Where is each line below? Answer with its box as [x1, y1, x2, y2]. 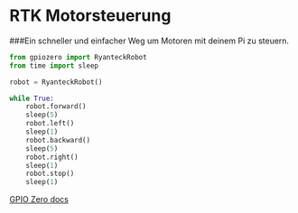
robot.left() [25, 119, 75, 128]
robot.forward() [25, 102, 88, 111]
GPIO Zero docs [9, 194, 70, 205]
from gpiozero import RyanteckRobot [9, 52, 147, 61]
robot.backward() [25, 135, 91, 144]
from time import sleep [9, 60, 99, 70]
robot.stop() [25, 169, 75, 179]
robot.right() [25, 153, 79, 162]
